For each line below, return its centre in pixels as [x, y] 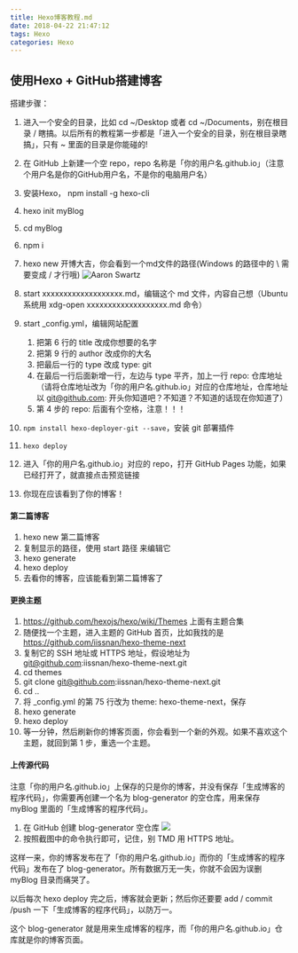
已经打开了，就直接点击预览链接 [81, 475]
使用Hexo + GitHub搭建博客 [86, 80]
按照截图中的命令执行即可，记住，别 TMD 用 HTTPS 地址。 [130, 839]
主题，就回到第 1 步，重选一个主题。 [89, 743]
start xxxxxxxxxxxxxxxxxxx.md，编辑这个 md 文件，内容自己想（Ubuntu [155, 294]
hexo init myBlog [53, 211]
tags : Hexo [30, 34]
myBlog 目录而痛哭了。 [52, 879]
